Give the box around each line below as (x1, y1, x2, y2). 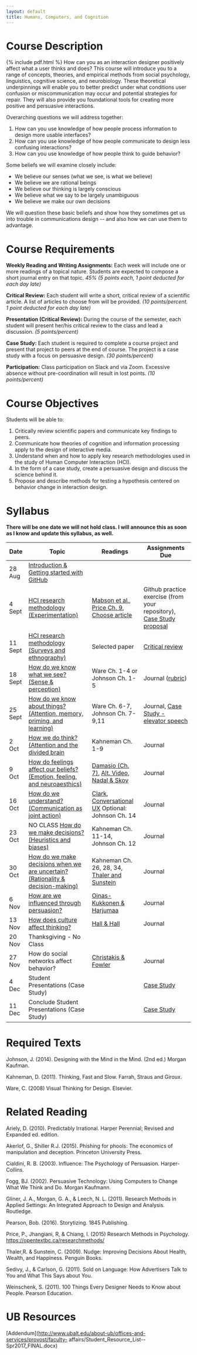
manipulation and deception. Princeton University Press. (6, 1149, 142, 1156)
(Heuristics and (28, 836, 71, 844)
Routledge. (6, 1208, 32, 1215)
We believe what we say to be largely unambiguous (14, 192, 139, 199)
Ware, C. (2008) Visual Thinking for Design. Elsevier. (6, 1085, 133, 1092)
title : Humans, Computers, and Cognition (6, 14, 109, 20)
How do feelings (28, 758, 73, 766)
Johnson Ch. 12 (91, 840, 137, 848)
